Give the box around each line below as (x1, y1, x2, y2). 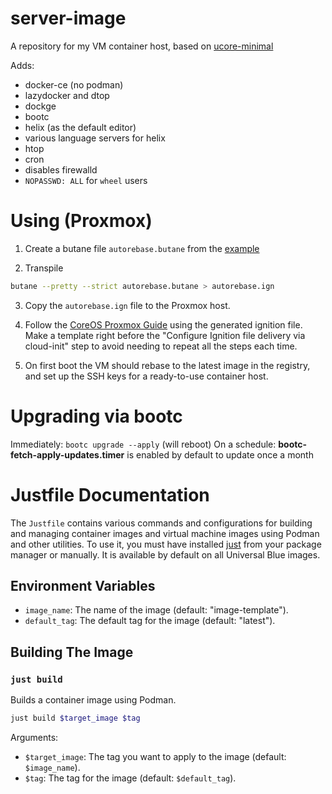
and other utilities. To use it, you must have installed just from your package (10, 538, 322, 550)
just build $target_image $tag (10, 713, 141, 724)
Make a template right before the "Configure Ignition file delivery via (24, 329, 306, 341)
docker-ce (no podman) (24, 78, 124, 91)
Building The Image (10, 643, 134, 661)
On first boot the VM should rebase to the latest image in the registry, (24, 359, 311, 371)
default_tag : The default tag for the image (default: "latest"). (24, 615, 276, 627)
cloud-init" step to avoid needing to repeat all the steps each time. (24, 340, 298, 352)
